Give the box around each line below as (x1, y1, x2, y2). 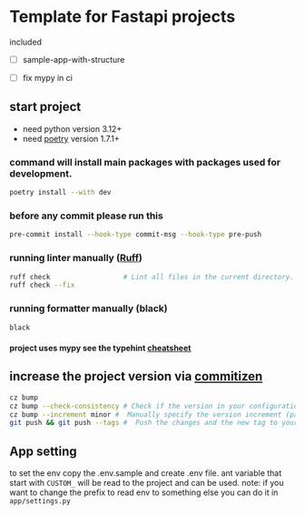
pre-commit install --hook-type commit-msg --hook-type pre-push (9, 230, 261, 239)
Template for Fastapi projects (9, 6, 236, 27)
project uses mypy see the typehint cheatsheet (9, 343, 192, 354)
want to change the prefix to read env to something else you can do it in (9, 487, 279, 498)
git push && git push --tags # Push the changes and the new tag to (9, 419, 279, 428)
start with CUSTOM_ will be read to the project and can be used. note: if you (9, 478, 284, 489)
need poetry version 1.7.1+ (22, 133, 120, 144)
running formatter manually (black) (9, 302, 168, 315)
